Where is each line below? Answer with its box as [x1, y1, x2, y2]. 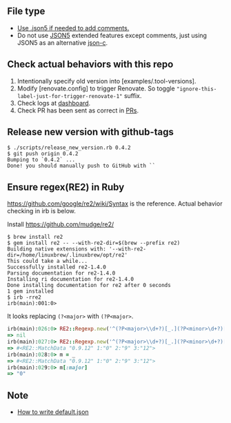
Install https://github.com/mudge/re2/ [7, 220, 114, 228]
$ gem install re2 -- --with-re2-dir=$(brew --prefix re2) [7, 239, 181, 247]
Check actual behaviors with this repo [7, 59, 174, 70]
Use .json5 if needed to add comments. [17, 23, 130, 32]
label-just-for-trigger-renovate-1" [17, 92, 123, 99]
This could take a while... [7, 258, 88, 265]
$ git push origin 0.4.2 [7, 150, 79, 157]
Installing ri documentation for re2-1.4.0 [7, 276, 134, 283]
